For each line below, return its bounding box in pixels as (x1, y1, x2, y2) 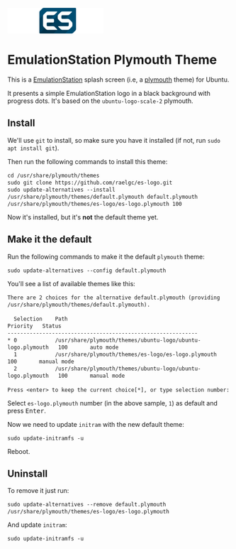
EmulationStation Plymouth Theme (7, 52, 218, 68)
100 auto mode (57, 344, 119, 351)
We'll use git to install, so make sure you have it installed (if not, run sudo (7, 136, 221, 144)
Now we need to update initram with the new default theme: (7, 420, 184, 428)
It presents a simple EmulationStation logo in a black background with (7, 89, 210, 97)
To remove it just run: (7, 487, 69, 495)
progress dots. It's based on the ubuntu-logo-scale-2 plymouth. (7, 97, 193, 105)
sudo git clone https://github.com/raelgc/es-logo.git (7, 179, 173, 186)
